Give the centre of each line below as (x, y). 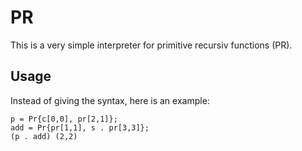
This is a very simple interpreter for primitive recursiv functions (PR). (151, 45)
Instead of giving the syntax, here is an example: (110, 100)
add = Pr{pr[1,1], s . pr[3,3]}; (80, 127)
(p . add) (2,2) (44, 136)
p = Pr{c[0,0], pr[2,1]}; (64, 119)
